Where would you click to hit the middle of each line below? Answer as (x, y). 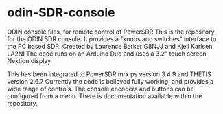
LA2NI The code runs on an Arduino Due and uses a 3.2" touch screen (107, 54)
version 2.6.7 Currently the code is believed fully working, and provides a (110, 81)
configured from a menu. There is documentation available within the (105, 96)
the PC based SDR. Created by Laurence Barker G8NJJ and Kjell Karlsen (110, 46)
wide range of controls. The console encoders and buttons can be (101, 89)
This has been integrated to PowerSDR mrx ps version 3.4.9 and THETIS (109, 74)
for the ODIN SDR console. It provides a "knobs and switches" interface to (112, 38)
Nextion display (29, 60)
